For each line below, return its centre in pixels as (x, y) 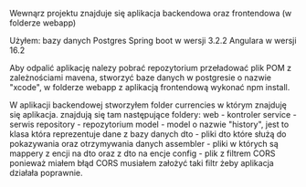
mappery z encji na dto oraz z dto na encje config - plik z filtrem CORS (142, 153)
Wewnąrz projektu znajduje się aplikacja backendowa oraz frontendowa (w (151, 13)
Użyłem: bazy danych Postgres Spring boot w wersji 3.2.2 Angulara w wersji (153, 41)
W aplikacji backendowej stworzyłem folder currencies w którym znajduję (148, 105)
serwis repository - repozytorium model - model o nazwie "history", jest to (149, 124)
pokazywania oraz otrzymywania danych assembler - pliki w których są (144, 144)
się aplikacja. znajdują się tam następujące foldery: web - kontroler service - (153, 114)
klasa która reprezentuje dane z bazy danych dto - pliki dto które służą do (148, 134)
